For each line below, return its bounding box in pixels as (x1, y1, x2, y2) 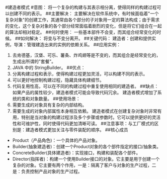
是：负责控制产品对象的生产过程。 (12, 169, 83, 174)
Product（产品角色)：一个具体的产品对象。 (12, 137, 100, 143)
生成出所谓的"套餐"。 (12, 59, 56, 64)
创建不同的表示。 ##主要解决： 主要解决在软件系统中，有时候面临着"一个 (9, 10, 159, 16)
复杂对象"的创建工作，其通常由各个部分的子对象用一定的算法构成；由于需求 (5, 17, 160, 22)
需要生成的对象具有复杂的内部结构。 (12, 102, 87, 108)
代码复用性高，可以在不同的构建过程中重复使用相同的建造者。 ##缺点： (12, 84, 159, 89)
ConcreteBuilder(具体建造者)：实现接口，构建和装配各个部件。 (12, 150, 141, 156)
